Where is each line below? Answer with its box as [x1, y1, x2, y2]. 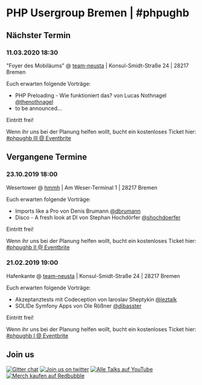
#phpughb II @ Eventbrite [6, 244, 70, 251]
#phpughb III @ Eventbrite [6, 134, 71, 141]
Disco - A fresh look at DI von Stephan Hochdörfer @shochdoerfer [14, 213, 181, 221]
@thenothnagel [14, 98, 54, 105]
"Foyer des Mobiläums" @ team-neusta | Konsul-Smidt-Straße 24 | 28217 [6, 62, 189, 69]
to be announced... [14, 105, 62, 112]
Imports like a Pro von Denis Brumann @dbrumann [14, 207, 141, 215]
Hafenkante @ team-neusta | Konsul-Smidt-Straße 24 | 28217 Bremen [6, 272, 180, 279]
